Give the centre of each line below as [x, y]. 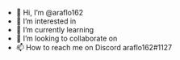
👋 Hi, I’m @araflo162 [49, 13]
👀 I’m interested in [46, 21]
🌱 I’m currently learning [55, 30]
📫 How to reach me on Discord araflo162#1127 [94, 47]
